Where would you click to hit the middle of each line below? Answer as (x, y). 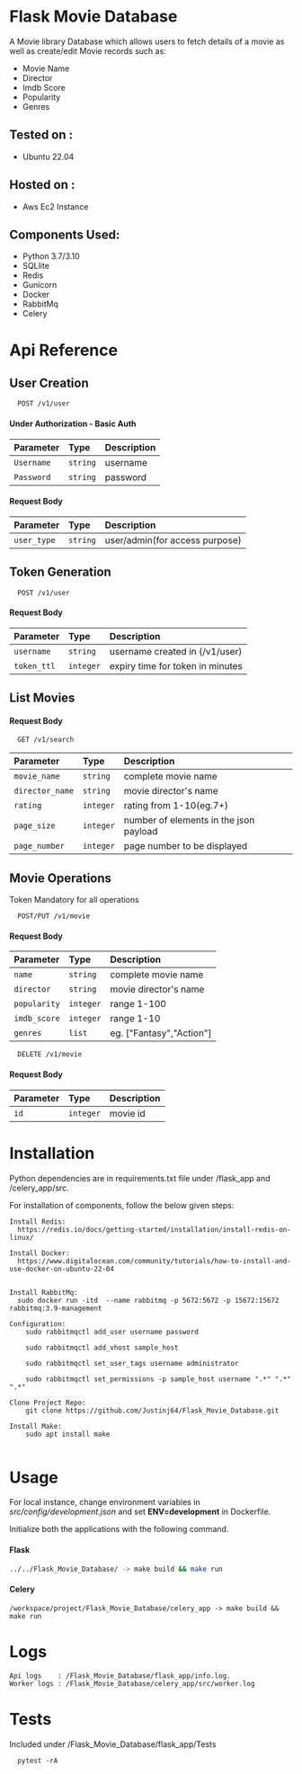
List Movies (42, 698)
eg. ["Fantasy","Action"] (161, 1033)
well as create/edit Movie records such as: (88, 50)
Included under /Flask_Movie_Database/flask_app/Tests (113, 1744)
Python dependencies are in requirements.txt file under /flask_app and (140, 1178)
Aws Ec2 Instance (55, 206)
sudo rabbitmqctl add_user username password (112, 1332)
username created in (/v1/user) (176, 651)
